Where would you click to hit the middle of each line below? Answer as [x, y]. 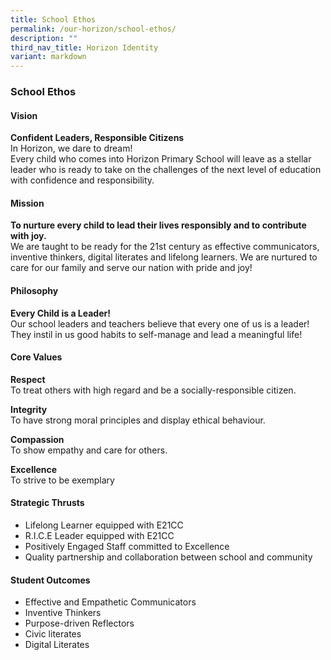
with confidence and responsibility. [82, 180]
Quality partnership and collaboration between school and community [168, 557]
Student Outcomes [50, 580]
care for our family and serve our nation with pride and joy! [131, 268]
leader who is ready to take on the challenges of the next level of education [166, 170]
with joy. [28, 236]
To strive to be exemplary [62, 480]
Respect [28, 379]
